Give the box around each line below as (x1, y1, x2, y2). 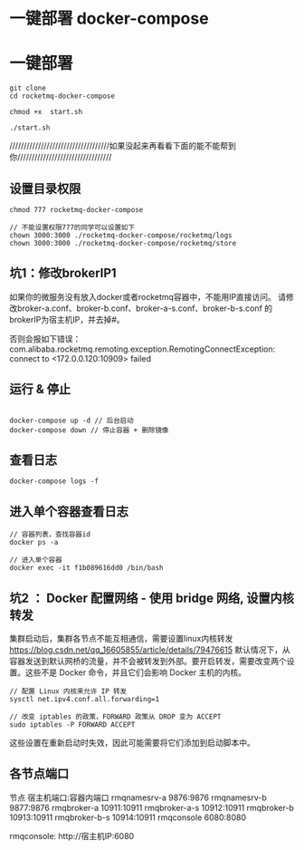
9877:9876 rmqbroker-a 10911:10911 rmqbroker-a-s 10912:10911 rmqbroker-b (9, 802, 294, 813)
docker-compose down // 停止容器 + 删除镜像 (9, 425, 169, 435)
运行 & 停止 (9, 382, 71, 397)
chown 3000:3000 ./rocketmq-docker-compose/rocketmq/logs (9, 230, 233, 240)
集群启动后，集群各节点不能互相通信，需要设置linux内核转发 (9, 633, 233, 643)
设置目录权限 (9, 180, 81, 196)
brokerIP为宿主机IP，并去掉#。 (9, 314, 125, 324)
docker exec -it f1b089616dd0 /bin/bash (9, 564, 165, 573)
